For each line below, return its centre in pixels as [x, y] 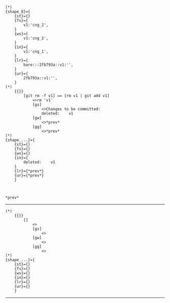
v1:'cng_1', [36, 52]
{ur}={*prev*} [29, 176]
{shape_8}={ [18, 12]
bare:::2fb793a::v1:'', [48, 65]
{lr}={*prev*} [29, 171]
